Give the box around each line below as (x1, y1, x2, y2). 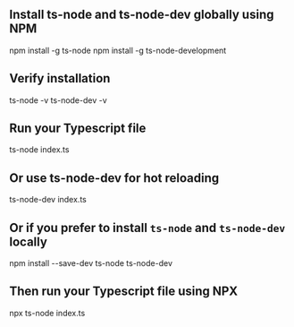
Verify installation (9, 71, 111, 86)
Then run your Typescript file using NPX (9, 284, 239, 299)
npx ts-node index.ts (9, 307, 86, 318)
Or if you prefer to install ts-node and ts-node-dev (9, 219, 286, 236)
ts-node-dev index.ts (9, 194, 87, 205)
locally (9, 234, 47, 249)
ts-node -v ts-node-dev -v (9, 94, 107, 106)
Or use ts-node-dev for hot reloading (9, 170, 220, 185)
